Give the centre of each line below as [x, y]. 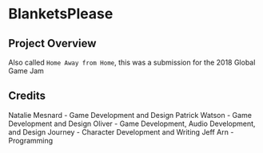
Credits [27, 96]
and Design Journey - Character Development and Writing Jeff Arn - [121, 131]
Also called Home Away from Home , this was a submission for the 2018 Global [132, 62]
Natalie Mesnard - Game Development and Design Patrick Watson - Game [130, 115]
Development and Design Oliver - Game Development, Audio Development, [132, 124]
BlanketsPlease [61, 14]
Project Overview [52, 43]
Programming [31, 140]
